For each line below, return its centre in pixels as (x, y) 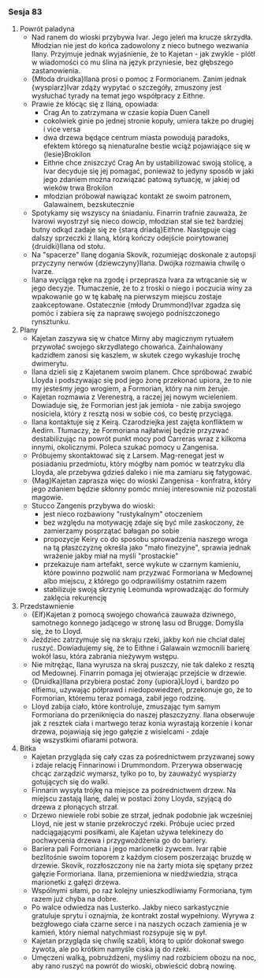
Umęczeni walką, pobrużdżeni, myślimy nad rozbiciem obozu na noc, (144, 958)
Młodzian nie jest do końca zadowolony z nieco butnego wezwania (140, 46)
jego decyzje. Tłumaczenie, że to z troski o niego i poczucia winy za (141, 288)
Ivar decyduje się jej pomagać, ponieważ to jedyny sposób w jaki (149, 171)
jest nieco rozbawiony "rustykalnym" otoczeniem (123, 514)
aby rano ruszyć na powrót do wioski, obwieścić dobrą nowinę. (134, 966)
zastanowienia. (56, 71)
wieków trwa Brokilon (78, 188)
